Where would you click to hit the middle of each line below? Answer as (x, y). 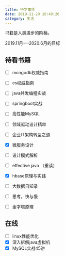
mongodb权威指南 (30, 73)
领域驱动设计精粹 (29, 124)
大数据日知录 (25, 186)
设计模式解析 (25, 155)
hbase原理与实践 (29, 176)
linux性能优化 (25, 236)
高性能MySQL (26, 114)
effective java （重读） (34, 165)
